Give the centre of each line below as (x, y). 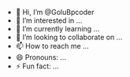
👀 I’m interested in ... (49, 20)
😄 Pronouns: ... (41, 57)
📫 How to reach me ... (52, 46)
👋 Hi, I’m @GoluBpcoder (55, 12)
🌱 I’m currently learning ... (58, 29)
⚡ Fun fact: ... (37, 66)
